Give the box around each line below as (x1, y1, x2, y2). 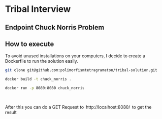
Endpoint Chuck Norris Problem (5, 23, 104, 32)
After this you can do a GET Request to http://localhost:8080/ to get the (5, 104, 152, 110)
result (5, 110, 17, 116)
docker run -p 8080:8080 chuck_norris (5, 85, 85, 91)
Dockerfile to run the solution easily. (5, 58, 78, 64)
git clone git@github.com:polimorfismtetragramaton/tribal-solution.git (5, 68, 158, 73)
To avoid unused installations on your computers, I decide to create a (5, 53, 145, 59)
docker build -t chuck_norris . (5, 77, 71, 82)
